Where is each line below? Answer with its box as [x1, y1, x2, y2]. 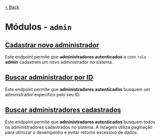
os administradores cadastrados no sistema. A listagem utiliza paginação [5, 124, 153, 130]
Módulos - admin [5, 22, 72, 32]
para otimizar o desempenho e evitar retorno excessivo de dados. [5, 129, 138, 135]
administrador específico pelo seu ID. [5, 91, 81, 97]
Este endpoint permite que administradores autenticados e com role [5, 54, 146, 59]
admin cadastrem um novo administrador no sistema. [5, 59, 113, 65]
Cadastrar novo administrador [5, 41, 99, 49]
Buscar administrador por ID [5, 73, 93, 82]
